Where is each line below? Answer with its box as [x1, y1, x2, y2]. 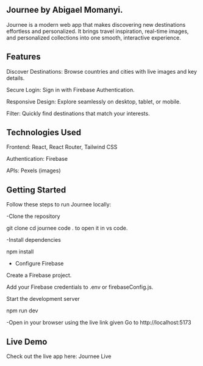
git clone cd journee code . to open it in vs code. [6, 225, 128, 232]
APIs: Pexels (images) [6, 167, 61, 174]
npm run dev [6, 307, 38, 314]
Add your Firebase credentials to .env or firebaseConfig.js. [6, 283, 154, 291]
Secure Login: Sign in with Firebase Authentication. [6, 86, 135, 93]
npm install [6, 248, 34, 255]
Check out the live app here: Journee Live [6, 353, 112, 360]
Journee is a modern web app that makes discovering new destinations [6, 21, 186, 28]
